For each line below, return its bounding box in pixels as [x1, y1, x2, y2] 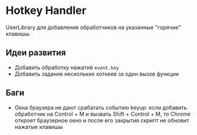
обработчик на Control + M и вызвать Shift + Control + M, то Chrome [14, 110, 191, 117]
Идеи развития [5, 48, 66, 58]
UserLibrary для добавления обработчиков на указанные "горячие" [5, 24, 181, 31]
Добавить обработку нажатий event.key [14, 64, 119, 71]
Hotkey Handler [5, 4, 86, 18]
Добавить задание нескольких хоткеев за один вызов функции [14, 70, 179, 77]
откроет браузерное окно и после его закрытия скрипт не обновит [14, 116, 190, 124]
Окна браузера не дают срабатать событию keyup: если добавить [14, 104, 187, 111]
